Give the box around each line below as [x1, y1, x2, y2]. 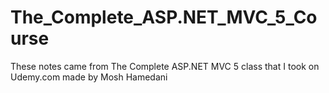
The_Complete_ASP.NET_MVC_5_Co [10, 6, 318, 29]
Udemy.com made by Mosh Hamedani [10, 71, 168, 83]
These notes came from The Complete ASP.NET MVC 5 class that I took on [10, 60, 320, 72]
